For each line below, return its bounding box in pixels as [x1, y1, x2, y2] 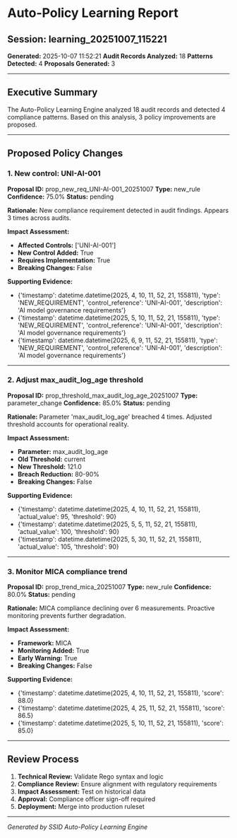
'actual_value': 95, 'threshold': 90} [17, 512, 117, 520]
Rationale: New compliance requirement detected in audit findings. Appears [7, 206, 229, 214]
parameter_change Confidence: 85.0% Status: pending [7, 398, 171, 407]
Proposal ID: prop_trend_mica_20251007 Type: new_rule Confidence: [7, 583, 212, 591]
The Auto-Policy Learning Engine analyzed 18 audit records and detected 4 [7, 105, 226, 114]
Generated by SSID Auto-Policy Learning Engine [7, 822, 148, 831]
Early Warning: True [17, 654, 78, 663]
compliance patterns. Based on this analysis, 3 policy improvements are [7, 112, 217, 121]
